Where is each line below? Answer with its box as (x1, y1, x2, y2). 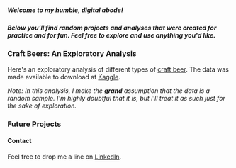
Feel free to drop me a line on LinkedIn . (7, 152, 122, 161)
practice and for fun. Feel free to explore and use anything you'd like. (7, 30, 216, 39)
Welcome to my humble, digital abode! (7, 6, 124, 14)
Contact (7, 137, 32, 145)
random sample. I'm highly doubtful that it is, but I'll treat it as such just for (7, 94, 225, 102)
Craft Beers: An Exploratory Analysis (7, 49, 137, 59)
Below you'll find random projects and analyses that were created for (7, 23, 217, 32)
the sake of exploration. (7, 101, 77, 110)
